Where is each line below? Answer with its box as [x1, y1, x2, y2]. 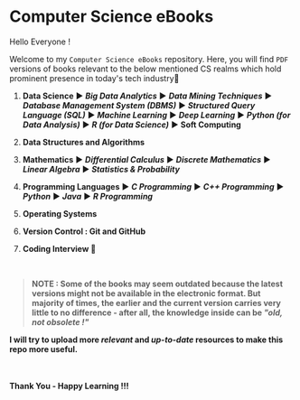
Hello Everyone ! [9, 36, 70, 47]
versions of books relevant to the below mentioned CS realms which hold [9, 63, 282, 74]
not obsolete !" [31, 316, 89, 327]
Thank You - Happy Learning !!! [9, 380, 129, 391]
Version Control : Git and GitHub [22, 226, 146, 237]
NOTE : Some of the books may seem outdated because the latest [31, 278, 283, 289]
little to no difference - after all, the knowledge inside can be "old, [31, 307, 283, 318]
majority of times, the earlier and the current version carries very [31, 297, 282, 308]
